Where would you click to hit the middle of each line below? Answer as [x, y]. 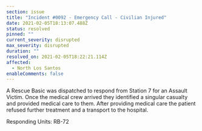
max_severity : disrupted [38, 46]
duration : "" [23, 51]
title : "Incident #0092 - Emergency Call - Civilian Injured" [86, 18]
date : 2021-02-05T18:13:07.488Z [47, 23]
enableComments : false [35, 74]
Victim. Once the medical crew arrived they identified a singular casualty [97, 97]
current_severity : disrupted [43, 40]
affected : [19, 62]
